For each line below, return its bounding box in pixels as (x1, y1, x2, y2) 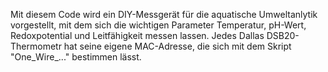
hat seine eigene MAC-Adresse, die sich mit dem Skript (63, 40, 292, 52)
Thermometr (10, 40, 62, 52)
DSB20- (266, 30, 300, 41)
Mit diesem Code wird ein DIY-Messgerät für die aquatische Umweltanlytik (10, 9, 318, 20)
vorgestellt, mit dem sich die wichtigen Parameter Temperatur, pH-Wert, (10, 19, 307, 31)
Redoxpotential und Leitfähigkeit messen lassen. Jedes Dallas (10, 30, 265, 41)
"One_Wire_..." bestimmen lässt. (10, 51, 142, 63)
